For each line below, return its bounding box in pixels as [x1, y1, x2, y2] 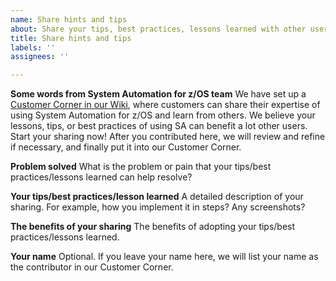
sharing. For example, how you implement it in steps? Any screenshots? [10, 201, 306, 213]
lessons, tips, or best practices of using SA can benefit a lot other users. [10, 120, 308, 132]
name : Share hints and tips [10, 14, 128, 25]
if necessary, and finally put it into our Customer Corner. [10, 141, 242, 153]
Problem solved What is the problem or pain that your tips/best [10, 161, 272, 173]
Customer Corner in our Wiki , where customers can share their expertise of [10, 99, 321, 111]
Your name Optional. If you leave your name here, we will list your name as [10, 251, 319, 263]
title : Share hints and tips [10, 33, 132, 43]
